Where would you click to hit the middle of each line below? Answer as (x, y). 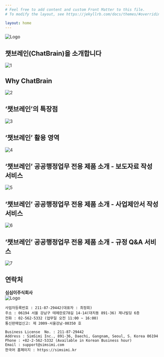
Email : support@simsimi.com (35, 345)
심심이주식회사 (19, 292)
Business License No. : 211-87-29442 (44, 332)
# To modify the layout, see (35, 14)
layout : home (18, 23)
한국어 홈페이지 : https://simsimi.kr (41, 350)
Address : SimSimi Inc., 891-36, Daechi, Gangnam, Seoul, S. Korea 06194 (82, 336)
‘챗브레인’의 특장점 (31, 109)
